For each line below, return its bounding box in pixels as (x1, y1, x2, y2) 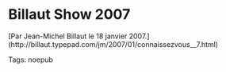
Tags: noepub (8, 55, 54, 64)
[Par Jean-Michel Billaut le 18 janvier (8, 31, 128, 41)
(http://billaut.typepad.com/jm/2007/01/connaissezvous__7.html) (8, 39, 219, 49)
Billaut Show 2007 (8, 5, 131, 23)
